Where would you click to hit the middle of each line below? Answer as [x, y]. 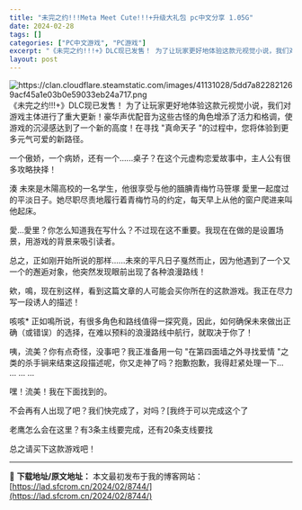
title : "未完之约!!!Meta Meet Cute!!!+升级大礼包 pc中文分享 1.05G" [131, 18]
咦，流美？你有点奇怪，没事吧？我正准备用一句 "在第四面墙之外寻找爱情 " [145, 351]
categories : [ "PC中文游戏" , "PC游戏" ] [78, 43]
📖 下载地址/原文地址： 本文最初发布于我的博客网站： [107, 476]
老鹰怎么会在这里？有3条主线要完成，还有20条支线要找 [111, 429]
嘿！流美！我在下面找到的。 [61, 391]
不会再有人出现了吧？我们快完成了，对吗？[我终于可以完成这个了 [129, 411]
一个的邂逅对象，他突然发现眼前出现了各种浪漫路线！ [108, 272]
